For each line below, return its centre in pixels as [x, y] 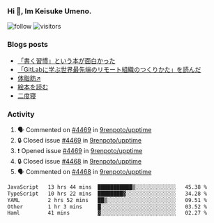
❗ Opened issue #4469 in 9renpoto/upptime [80, 150]
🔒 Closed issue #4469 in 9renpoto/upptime [79, 140]
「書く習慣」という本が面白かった [66, 60]
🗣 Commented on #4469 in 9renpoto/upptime [84, 129]
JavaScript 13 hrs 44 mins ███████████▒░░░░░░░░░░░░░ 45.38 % [107, 187]
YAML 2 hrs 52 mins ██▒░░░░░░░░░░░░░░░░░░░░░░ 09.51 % [107, 200]
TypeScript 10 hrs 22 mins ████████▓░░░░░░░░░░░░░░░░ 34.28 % [107, 194]
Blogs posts [28, 45]
